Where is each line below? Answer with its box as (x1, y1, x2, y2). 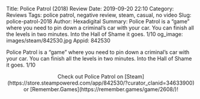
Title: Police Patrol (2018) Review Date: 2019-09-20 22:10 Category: (6, 5, 174, 12)
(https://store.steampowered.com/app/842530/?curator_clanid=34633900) (7, 79, 195, 86)
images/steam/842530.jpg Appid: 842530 (6, 37, 111, 44)
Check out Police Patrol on (57, 73, 124, 80)
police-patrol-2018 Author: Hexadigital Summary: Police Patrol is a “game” (6, 18, 190, 25)
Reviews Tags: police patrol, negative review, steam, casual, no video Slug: (6, 11, 192, 19)
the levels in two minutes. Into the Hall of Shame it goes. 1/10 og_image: (6, 31, 183, 38)
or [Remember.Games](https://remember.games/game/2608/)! (23, 86, 178, 92)
